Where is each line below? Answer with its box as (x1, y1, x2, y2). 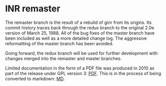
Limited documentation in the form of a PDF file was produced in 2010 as (5, 65, 155, 71)
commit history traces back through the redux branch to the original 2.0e (5, 24, 155, 30)
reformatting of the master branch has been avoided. (5, 40, 114, 46)
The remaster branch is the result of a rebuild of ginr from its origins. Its (5, 19, 152, 25)
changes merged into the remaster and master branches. (5, 55, 122, 61)
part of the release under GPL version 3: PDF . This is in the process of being (5, 70, 162, 76)
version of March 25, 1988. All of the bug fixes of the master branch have (5, 30, 155, 36)
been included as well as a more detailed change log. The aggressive (5, 35, 147, 41)
